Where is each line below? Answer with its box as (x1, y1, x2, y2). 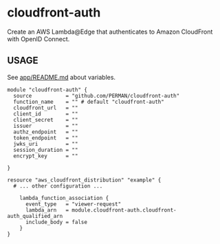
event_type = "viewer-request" (25, 201, 122, 208)
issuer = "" (13, 122, 78, 129)
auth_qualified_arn (7, 212, 63, 219)
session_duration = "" (13, 146, 78, 153)
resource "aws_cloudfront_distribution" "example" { (7, 177, 162, 184)
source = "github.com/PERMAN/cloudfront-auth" (13, 92, 180, 99)
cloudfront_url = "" (13, 104, 78, 111)
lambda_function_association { (19, 195, 109, 201)
